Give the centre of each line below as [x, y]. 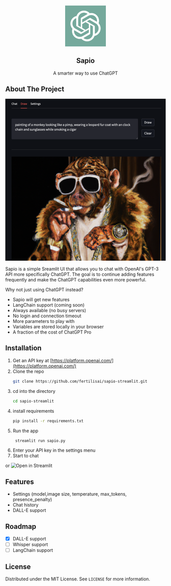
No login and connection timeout [47, 316]
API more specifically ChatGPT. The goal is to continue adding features [80, 274]
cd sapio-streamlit [33, 401]
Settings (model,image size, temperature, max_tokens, [70, 494]
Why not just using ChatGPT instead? [44, 290]
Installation [23, 348]
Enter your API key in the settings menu [54, 450]
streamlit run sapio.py [40, 441]
